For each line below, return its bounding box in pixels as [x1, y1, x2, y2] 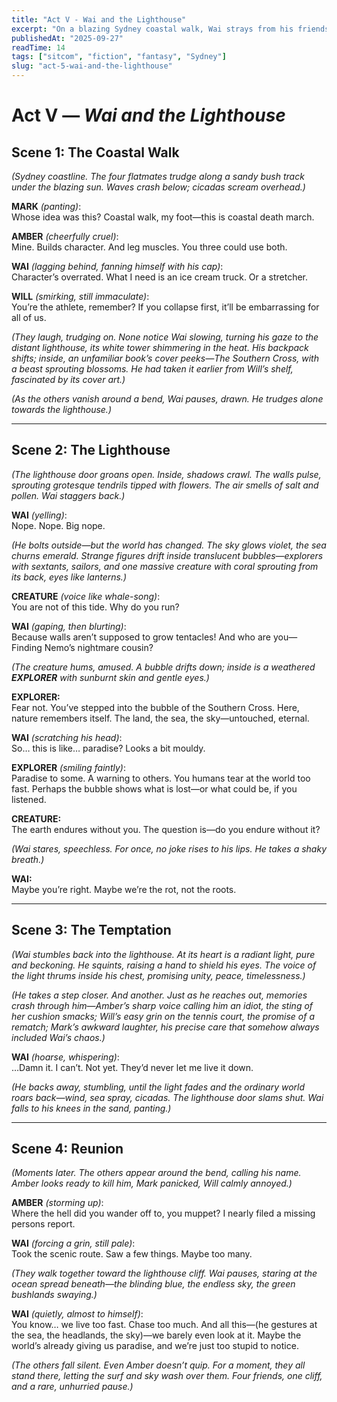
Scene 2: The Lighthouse [11, 442, 171, 459]
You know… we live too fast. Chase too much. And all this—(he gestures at [11, 1319, 318, 1331]
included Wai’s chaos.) [11, 1031, 106, 1043]
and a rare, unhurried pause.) [11, 1381, 134, 1393]
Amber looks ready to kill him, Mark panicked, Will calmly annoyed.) [11, 1177, 293, 1190]
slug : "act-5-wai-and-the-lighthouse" [11, 61, 173, 71]
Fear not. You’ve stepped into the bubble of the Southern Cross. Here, [11, 701, 300, 713]
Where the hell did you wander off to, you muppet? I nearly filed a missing [11, 1207, 316, 1220]
